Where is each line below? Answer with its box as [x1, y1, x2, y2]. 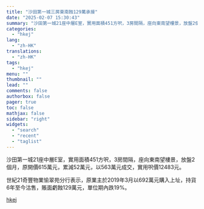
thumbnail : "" [6, 76, 42, 82]
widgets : [6, 122, 29, 128]
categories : [6, 25, 36, 32]
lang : [6, 37, 20, 43]
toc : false [6, 104, 34, 111]
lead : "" [6, 82, 29, 88]
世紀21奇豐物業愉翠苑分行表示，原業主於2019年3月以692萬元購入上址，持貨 [6, 176, 197, 184]
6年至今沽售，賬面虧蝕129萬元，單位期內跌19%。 [6, 184, 131, 191]
